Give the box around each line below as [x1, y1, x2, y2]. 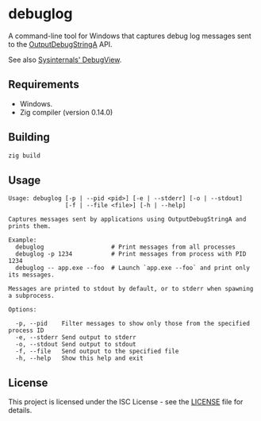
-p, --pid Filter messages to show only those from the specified [15, 319, 250, 328]
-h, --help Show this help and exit [15, 354, 144, 362]
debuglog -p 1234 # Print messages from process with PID [15, 250, 247, 258]
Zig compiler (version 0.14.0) [19, 107, 113, 117]
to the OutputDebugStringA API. [8, 39, 113, 48]
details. [8, 406, 33, 415]
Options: [8, 306, 37, 314]
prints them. [8, 222, 52, 230]
